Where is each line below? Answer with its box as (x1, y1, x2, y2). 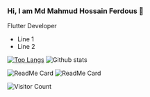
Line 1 (17, 35, 35, 43)
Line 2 (17, 43, 36, 51)
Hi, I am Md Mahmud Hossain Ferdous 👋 (7, 6, 144, 16)
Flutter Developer (7, 22, 57, 30)
